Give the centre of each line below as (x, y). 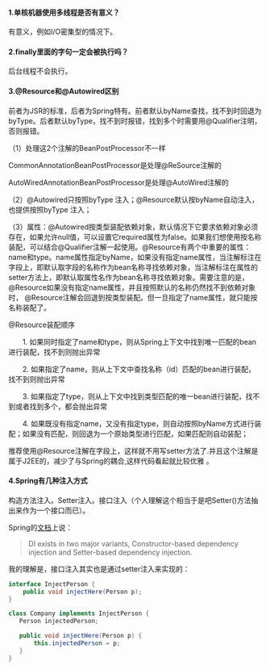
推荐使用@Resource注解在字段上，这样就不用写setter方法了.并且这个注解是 (133, 450)
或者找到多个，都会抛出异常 (61, 406)
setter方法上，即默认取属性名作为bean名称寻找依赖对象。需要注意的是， (129, 277)
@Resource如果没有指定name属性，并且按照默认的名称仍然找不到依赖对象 (132, 287)
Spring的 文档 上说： (41, 527)
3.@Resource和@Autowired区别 (64, 91)
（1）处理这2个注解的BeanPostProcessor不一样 (87, 148)
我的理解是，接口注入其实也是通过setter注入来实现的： (100, 568)
